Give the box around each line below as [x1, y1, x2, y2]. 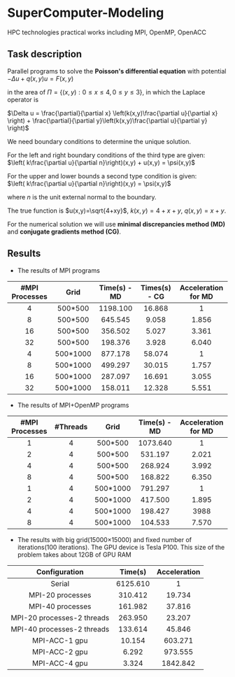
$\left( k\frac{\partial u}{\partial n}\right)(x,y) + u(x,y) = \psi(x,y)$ [7, 158, 196, 166]
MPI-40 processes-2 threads [10, 624, 110, 634]
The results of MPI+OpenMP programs [17, 401, 129, 409]
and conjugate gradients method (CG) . [7, 227, 121, 236]
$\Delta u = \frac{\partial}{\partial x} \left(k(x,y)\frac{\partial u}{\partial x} [7, 108, 218, 117]
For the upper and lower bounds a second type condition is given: [7, 171, 197, 180]
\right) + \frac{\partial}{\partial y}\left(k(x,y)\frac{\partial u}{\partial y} [7, 116, 208, 124]
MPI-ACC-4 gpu [32, 658, 88, 668]
